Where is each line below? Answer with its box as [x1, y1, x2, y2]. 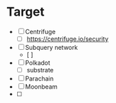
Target [6, 4, 45, 20]
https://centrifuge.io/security [26, 35, 109, 43]
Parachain [25, 74, 54, 83]
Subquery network [25, 44, 78, 51]
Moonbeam [25, 83, 58, 91]
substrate [26, 66, 54, 74]
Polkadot [25, 59, 51, 67]
